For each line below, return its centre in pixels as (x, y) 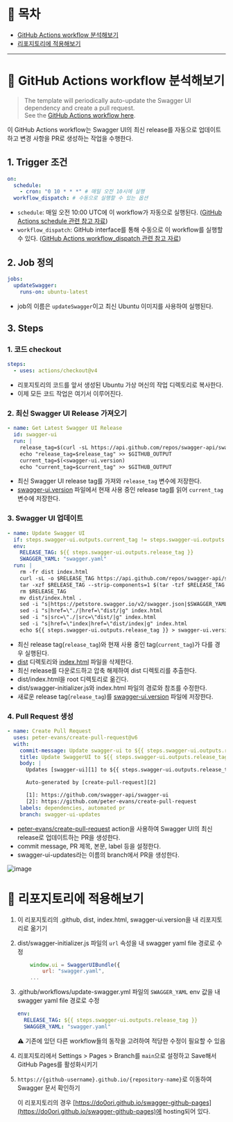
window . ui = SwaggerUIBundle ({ (75, 965)
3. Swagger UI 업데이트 (45, 518)
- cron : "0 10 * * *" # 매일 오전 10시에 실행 (82, 192)
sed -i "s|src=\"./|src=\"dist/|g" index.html (88, 617)
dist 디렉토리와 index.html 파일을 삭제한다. (75, 662)
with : (21, 744)
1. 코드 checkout (34, 349)
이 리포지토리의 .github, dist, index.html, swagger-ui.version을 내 (108, 920)
